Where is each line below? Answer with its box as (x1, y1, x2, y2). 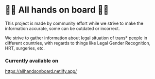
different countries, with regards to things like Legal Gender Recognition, (5, 40, 151, 46)
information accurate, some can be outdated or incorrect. (5, 25, 120, 31)
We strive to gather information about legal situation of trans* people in (5, 35, 147, 41)
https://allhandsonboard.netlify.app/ (5, 68, 77, 74)
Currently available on (5, 57, 58, 64)
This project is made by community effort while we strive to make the (5, 20, 143, 26)
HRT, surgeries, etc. (5, 45, 45, 51)
